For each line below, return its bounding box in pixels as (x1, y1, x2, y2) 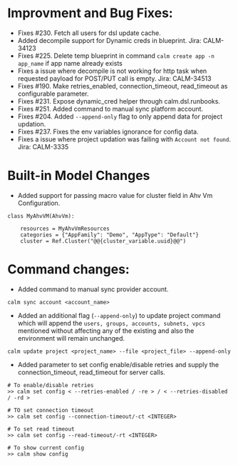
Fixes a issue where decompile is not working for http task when (17, 66, 207, 75)
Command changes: (7, 261, 130, 278)
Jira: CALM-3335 (17, 142, 69, 151)
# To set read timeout (7, 425, 75, 433)
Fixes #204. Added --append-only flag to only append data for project (17, 112, 223, 121)
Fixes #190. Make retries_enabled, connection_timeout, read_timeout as (17, 81, 228, 90)
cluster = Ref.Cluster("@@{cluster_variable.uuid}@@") (20, 237, 187, 244)
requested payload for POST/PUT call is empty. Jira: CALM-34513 (17, 74, 212, 83)
